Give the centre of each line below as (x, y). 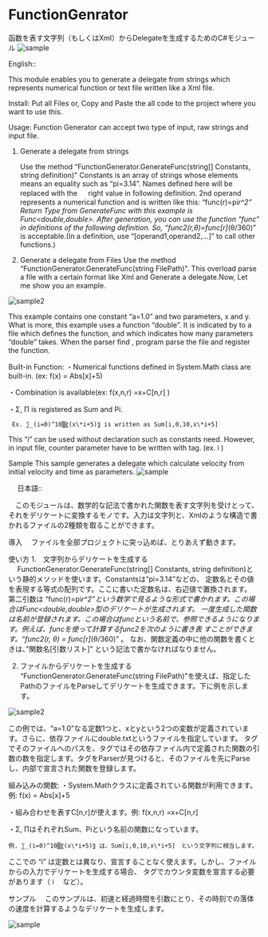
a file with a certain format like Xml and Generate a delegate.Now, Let (134, 276)
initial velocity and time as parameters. (72, 471)
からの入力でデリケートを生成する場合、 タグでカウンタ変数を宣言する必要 (132, 871)
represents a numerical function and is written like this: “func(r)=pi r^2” (136, 202)
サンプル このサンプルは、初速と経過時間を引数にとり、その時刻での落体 (131, 898)
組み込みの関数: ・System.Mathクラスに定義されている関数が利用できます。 (133, 785)
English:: (22, 64)
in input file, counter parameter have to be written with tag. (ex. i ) (116, 447)
